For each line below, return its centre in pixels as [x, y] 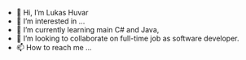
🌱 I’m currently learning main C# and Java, [88, 30]
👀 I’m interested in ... [51, 21]
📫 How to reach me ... [54, 47]
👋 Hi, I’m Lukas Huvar [52, 13]
